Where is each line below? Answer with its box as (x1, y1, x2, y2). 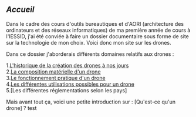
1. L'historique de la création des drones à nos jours (6, 62, 129, 69)
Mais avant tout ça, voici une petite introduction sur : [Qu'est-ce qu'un (6, 98, 176, 105)
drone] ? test (6, 104, 37, 111)
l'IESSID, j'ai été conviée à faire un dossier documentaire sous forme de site (6, 32, 189, 40)
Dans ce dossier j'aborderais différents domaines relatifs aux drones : (6, 50, 174, 58)
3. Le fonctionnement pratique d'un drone (6, 74, 106, 81)
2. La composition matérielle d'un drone (6, 68, 101, 75)
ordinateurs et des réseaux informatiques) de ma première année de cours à (6, 26, 191, 34)
